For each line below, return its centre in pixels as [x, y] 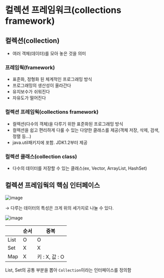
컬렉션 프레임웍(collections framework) [52, 112]
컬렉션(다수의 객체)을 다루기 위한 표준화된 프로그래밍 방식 [68, 124]
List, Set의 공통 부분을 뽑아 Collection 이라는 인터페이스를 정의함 [68, 270]
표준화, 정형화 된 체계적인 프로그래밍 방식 [52, 79]
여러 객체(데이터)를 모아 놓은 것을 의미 [49, 53]
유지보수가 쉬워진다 [31, 92]
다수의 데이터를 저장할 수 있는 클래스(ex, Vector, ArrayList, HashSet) [80, 168]
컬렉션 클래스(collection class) [41, 156]
